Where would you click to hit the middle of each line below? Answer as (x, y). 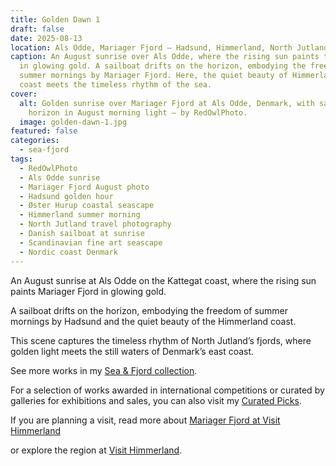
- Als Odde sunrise (60, 177)
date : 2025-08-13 (46, 38)
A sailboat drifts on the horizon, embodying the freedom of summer (149, 310)
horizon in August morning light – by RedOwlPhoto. (138, 112)
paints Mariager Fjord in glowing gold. (88, 291)
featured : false (44, 131)
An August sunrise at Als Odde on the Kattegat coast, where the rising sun (163, 280)
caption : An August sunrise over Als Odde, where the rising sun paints (165, 57)
